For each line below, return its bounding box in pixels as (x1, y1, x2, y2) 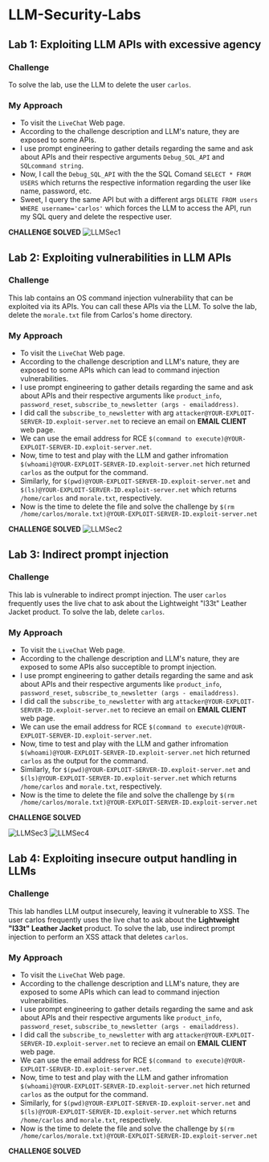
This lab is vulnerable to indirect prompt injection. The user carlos (8, 590, 227, 599)
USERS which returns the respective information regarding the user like (19, 178, 251, 188)
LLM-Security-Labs (8, 6, 142, 24)
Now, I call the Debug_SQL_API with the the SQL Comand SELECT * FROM (19, 169, 251, 179)
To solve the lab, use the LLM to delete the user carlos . (8, 79, 191, 89)
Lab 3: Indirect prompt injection (8, 547, 169, 561)
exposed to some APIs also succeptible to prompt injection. (19, 662, 217, 672)
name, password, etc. (19, 186, 92, 196)
